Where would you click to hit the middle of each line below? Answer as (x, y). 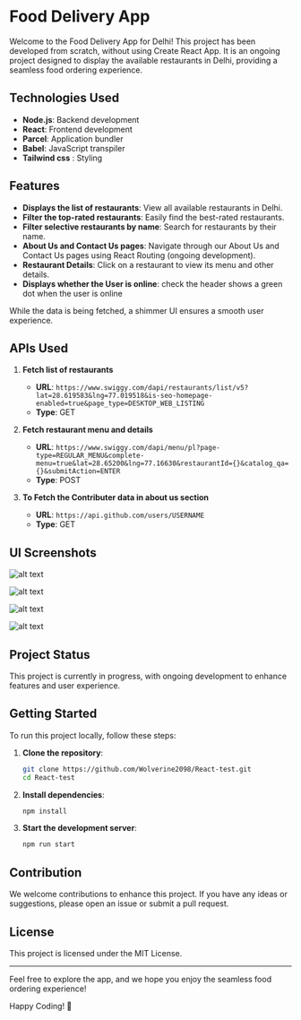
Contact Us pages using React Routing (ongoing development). (139, 255)
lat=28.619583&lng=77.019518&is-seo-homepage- (124, 396)
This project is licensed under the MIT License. (96, 953)
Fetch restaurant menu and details (88, 430)
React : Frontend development (77, 129)
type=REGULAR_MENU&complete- (90, 456)
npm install (44, 811)
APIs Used (39, 348)
